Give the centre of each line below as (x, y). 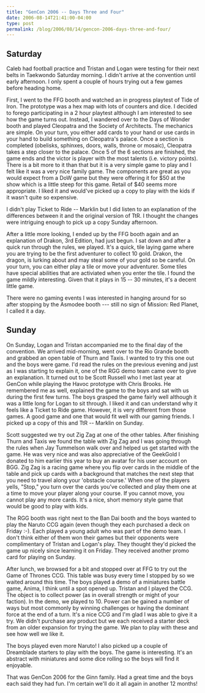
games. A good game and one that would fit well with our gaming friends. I (100, 416)
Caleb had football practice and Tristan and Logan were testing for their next (103, 69)
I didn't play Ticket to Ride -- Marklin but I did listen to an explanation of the (102, 209)
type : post (20, 23)
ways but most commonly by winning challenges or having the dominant (98, 608)
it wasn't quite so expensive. (42, 198)
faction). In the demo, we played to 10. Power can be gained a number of (98, 601)
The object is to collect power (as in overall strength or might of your (93, 595)
